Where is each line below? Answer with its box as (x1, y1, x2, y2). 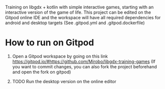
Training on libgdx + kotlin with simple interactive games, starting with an (5, 4, 154, 10)
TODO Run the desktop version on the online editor (12, 78, 117, 84)
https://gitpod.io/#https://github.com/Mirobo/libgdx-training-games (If (12, 59, 156, 64)
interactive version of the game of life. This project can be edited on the (5, 9, 151, 15)
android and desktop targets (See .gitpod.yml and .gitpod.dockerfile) (5, 20, 145, 26)
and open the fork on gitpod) (12, 69, 71, 75)
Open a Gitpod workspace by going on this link (12, 53, 108, 59)
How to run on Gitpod (5, 37, 94, 48)
